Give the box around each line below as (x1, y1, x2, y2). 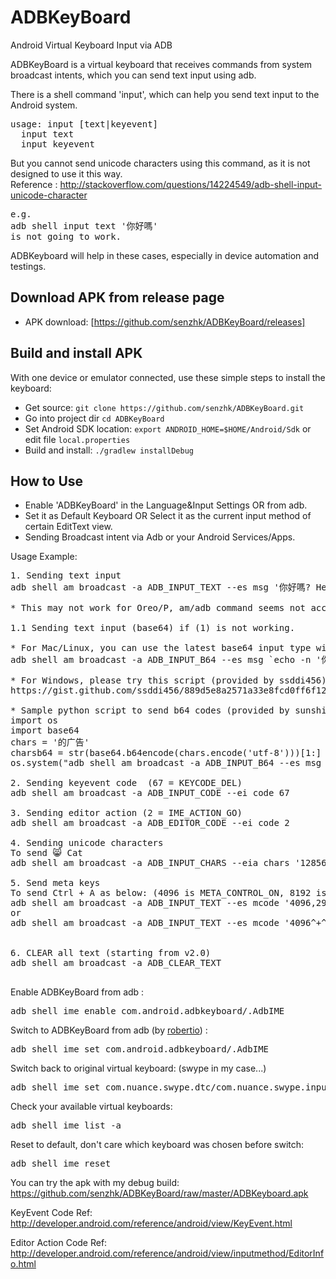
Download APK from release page (10, 289, 225, 306)
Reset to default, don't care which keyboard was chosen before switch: (10, 1139, 305, 1151)
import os (10, 715, 58, 726)
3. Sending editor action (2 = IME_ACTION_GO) (10, 807, 243, 819)
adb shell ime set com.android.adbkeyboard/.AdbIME (10, 1044, 270, 1055)
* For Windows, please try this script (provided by (10, 675, 275, 686)
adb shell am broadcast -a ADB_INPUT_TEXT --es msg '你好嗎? (10, 582, 312, 593)
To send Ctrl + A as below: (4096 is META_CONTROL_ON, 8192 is (10, 887, 327, 899)
